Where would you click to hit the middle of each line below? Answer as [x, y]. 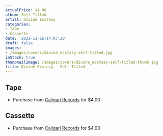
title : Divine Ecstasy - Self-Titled [45, 67]
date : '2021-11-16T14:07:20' [36, 39]
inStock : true [20, 57]
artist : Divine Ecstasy [31, 19]
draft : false [19, 43]
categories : [18, 24]
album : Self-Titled [26, 15]
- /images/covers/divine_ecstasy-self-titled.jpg [59, 52]
